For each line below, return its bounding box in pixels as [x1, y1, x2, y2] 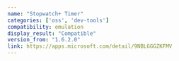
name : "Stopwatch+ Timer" [7, 10, 83, 18]
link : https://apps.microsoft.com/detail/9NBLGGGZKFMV [7, 43, 173, 50]
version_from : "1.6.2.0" [7, 36, 81, 43]
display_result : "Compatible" [7, 29, 97, 37]
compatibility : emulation [7, 23, 83, 30]
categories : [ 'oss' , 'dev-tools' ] [7, 17, 110, 24]
